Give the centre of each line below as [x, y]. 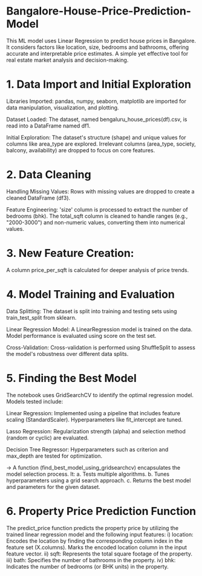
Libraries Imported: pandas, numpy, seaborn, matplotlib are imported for [96, 101]
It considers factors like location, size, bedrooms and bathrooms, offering [98, 47]
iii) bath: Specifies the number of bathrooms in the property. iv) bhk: [91, 560]
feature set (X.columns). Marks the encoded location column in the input [97, 547]
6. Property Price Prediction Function [101, 511]
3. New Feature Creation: [70, 253]
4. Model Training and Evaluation [91, 294]
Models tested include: [35, 401]
